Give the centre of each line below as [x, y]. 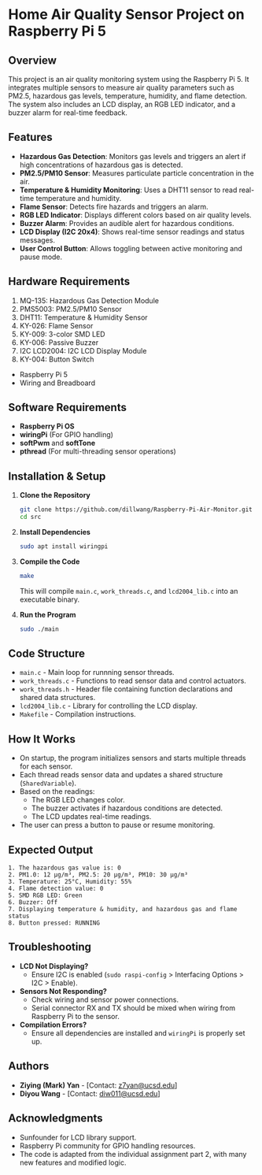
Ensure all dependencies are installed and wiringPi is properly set [138, 1032]
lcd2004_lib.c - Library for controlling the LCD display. [109, 706]
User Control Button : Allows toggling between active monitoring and [131, 248]
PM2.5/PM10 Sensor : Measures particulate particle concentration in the [137, 173]
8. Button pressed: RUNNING [54, 923]
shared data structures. [57, 698]
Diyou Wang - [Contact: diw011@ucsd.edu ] [90, 1093]
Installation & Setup [57, 476]
